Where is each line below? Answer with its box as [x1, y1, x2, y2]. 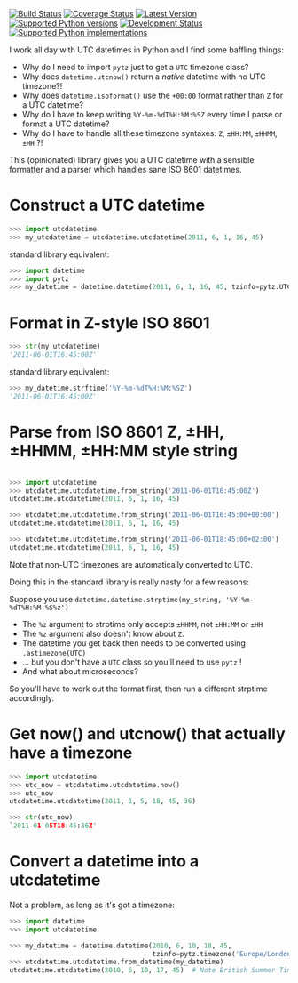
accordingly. [9, 692, 55, 703]
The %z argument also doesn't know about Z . [21, 628, 184, 639]
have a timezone [9, 743, 133, 762]
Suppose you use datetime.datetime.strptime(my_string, [9, 593, 223, 604]
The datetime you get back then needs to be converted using [21, 637, 247, 649]
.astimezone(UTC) [21, 649, 87, 657]
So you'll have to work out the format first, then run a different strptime [9, 683, 268, 694]
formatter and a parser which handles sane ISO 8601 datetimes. [9, 165, 242, 174]
